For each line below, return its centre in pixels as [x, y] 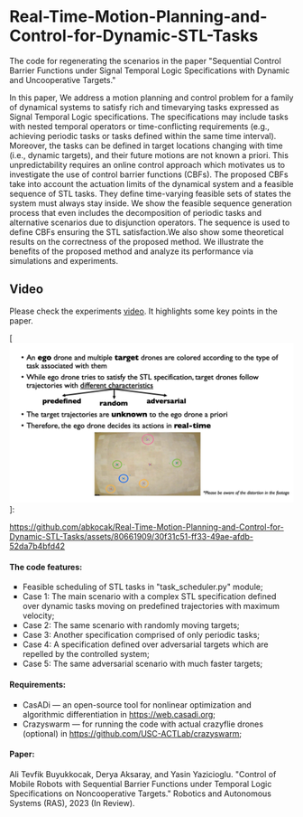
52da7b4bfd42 [37, 546]
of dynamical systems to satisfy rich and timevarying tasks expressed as [144, 107]
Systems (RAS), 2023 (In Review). [72, 803]
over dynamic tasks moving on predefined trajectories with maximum [151, 606]
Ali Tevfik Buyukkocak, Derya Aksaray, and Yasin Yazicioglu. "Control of [143, 774]
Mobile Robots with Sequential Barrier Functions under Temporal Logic [141, 784]
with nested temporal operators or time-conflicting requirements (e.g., [140, 126]
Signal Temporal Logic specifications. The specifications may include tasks [149, 117]
